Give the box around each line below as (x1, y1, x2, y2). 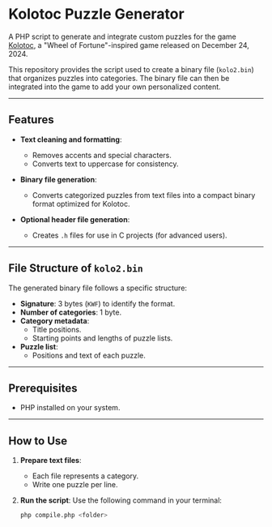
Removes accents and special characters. (32, 150, 172, 160)
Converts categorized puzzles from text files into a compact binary (32, 190, 256, 199)
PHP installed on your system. (19, 403, 121, 413)
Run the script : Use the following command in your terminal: (19, 495, 223, 505)
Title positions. (32, 324, 82, 334)
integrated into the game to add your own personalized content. (8, 82, 221, 92)
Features (8, 113, 54, 126)
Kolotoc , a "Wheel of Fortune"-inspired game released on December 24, (8, 40, 249, 49)
